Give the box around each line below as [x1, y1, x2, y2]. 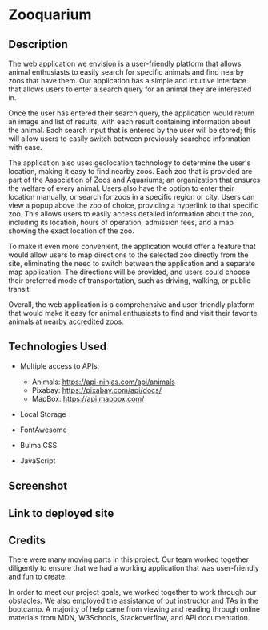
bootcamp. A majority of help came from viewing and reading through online [8, 604, 261, 614]
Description [8, 38, 68, 51]
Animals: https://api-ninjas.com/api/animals [31, 377, 176, 386]
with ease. [8, 143, 42, 151]
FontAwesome [19, 425, 68, 434]
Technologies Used [8, 340, 106, 353]
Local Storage [19, 409, 66, 418]
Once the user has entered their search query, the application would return [8, 108, 255, 118]
